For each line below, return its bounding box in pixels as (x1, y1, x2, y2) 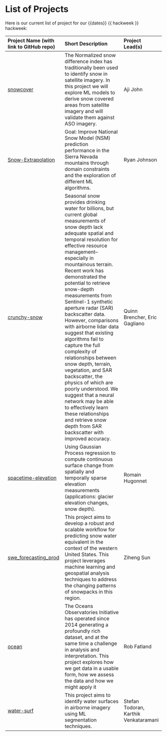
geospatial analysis (64, 569, 109, 576)
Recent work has (64, 267, 104, 274)
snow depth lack (64, 223, 103, 230)
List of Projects (5, 3, 69, 15)
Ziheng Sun (123, 554, 151, 561)
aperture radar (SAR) (64, 304, 114, 311)
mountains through (64, 159, 109, 166)
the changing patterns (64, 582, 116, 589)
